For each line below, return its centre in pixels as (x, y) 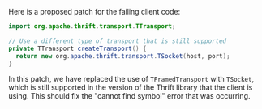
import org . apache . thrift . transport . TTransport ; (92, 27)
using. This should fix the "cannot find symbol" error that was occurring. (129, 96)
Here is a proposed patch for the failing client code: (94, 12)
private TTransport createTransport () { (78, 48)
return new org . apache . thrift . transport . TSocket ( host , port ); (123, 56)
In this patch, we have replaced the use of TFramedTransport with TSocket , (131, 79)
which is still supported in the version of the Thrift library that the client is (131, 87)
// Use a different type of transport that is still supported (118, 41)
